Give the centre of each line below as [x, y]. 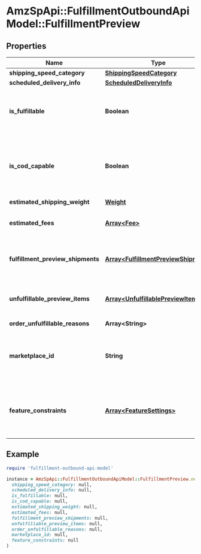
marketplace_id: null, [40, 535]
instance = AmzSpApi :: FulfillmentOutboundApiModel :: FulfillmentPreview [97, 479]
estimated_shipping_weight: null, [54, 507]
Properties [26, 46]
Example [23, 454]
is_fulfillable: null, [40, 496]
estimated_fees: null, [40, 512]
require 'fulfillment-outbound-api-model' [60, 468]
